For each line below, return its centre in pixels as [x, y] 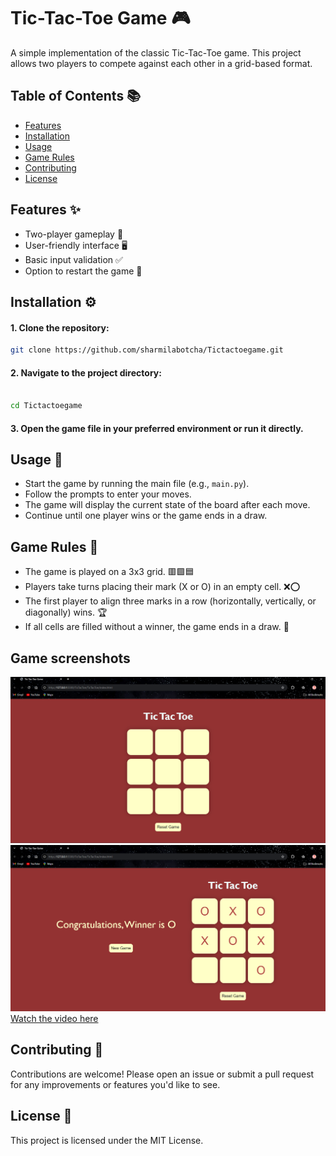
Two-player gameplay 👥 [74, 234]
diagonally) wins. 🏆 [66, 612]
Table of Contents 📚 [76, 96]
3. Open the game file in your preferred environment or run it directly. [157, 428]
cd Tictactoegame [46, 406]
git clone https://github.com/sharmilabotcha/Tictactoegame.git [147, 350]
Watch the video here [54, 1019]
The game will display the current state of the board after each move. [167, 505]
